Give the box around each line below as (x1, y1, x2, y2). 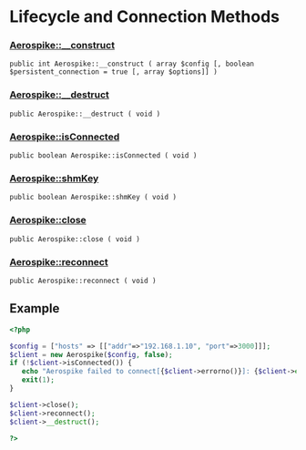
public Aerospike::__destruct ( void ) (9, 109, 161, 118)
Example (9, 301, 60, 316)
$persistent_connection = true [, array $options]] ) (9, 67, 219, 77)
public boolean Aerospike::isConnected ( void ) (9, 151, 198, 160)
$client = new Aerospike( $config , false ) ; (9, 350, 173, 359)
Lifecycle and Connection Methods (9, 6, 280, 27)
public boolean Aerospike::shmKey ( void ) (9, 193, 178, 202)
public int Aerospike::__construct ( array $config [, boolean (9, 59, 255, 69)
